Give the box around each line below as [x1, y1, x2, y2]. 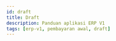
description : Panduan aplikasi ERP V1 [6, 20, 105, 26]
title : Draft [6, 14, 40, 20]
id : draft [6, 8, 32, 15]
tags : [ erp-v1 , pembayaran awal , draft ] [6, 25, 111, 32]
